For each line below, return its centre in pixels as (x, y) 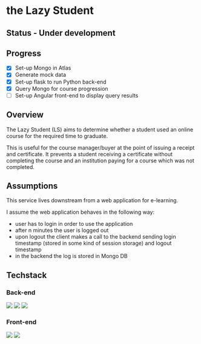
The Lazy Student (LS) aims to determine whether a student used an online (100, 129)
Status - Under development (61, 33)
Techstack (27, 275)
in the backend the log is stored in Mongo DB (71, 256)
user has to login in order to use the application (74, 224)
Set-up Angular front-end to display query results (77, 95)
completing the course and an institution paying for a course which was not (100, 160)
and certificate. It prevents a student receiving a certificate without (90, 154)
